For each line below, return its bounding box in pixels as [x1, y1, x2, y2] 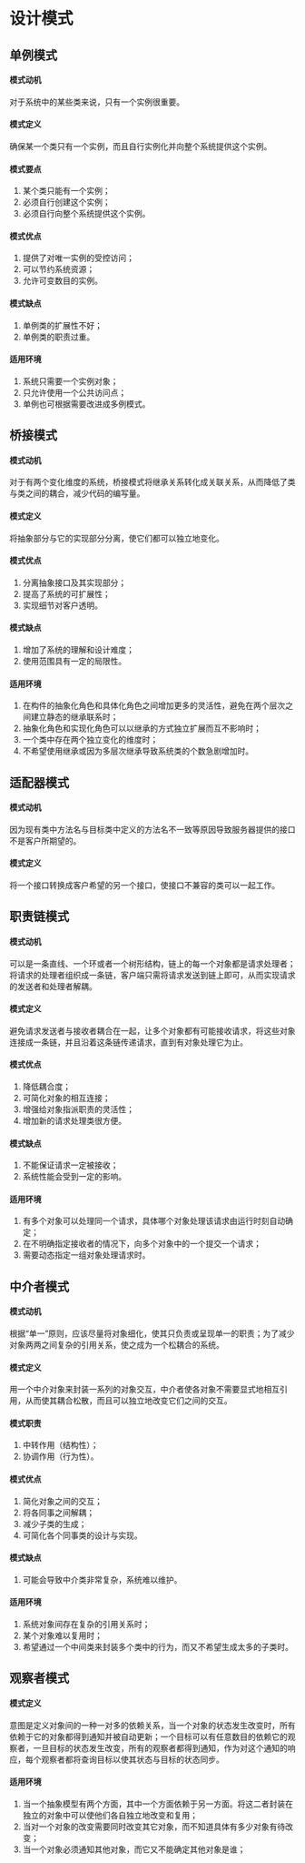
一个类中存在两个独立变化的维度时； [22, 734, 159, 745]
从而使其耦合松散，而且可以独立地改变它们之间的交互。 [25, 1395, 232, 1406]
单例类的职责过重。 [22, 331, 95, 342]
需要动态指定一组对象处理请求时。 [22, 1250, 151, 1261]
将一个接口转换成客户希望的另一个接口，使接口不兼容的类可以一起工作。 [9, 880, 280, 890]
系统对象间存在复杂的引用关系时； [22, 1619, 151, 1630]
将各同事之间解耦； [22, 1507, 95, 1518]
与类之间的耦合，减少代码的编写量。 [9, 488, 145, 499]
